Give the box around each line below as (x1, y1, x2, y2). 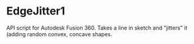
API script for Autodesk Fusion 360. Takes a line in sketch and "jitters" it (6, 24, 188, 31)
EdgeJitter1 (6, 4, 65, 18)
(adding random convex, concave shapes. (6, 30, 113, 37)
